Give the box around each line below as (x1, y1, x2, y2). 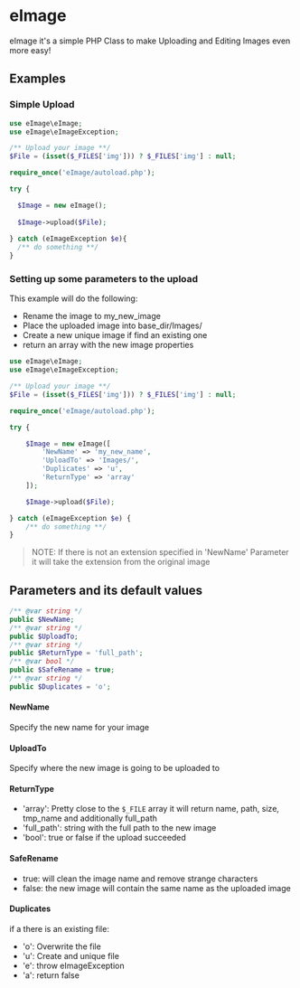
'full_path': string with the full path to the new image (22, 823, 217, 833)
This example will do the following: (9, 293, 138, 304)
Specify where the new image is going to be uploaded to (9, 763, 220, 774)
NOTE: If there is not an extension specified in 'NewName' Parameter (31, 547, 289, 558)
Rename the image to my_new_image (22, 311, 161, 322)
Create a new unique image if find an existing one (22, 330, 208, 341)
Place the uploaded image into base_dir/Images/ (22, 320, 202, 331)
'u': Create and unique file (22, 950, 120, 961)
